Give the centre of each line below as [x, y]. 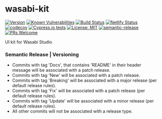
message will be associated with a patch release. [61, 70]
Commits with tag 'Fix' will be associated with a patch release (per [79, 91]
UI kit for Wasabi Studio [29, 42]
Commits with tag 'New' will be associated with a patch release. [76, 75]
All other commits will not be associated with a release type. [72, 111]
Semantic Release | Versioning [42, 54]
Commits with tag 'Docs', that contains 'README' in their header [77, 65]
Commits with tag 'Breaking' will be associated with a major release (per [84, 80]
